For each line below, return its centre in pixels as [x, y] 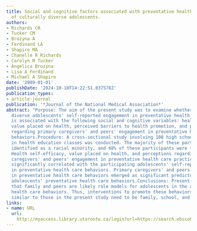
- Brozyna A [21, 39]
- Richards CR [23, 28]
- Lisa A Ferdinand [30, 72]
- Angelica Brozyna [30, 66]
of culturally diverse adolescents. [56, 17]
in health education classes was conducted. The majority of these [96, 143]
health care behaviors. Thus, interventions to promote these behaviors [102, 192]
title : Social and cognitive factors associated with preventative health [99, 11]
